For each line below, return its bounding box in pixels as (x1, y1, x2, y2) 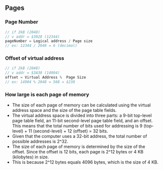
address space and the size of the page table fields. (12, 107, 117, 113)
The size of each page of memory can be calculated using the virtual (12, 102, 151, 108)
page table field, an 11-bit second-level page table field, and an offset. (12, 118, 153, 124)
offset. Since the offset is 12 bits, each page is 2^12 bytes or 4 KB (12, 149, 144, 155)
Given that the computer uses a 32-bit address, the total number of (12, 133, 147, 139)
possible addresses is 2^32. (12, 139, 68, 145)
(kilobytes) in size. (12, 154, 49, 160)
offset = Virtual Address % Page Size (5, 75, 86, 80)
